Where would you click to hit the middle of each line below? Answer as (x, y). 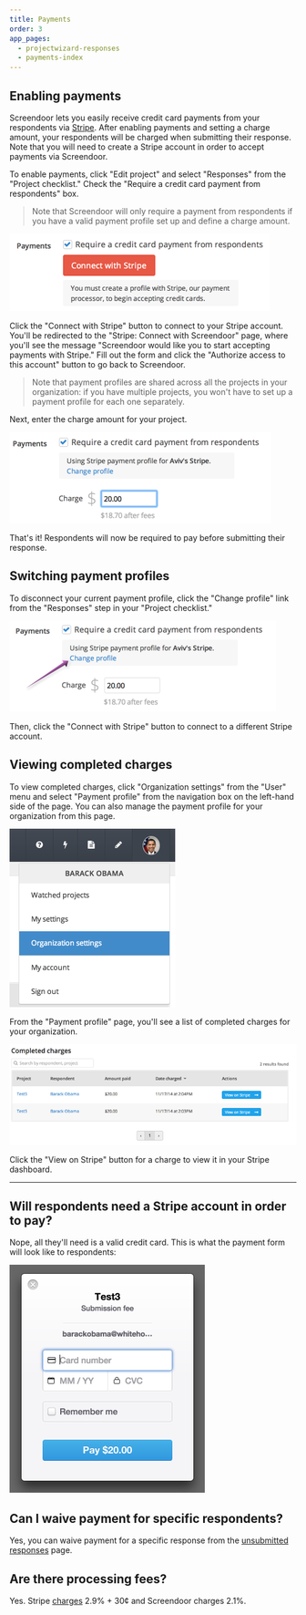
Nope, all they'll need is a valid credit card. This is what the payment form (147, 1242)
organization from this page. (62, 815)
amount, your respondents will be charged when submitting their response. (150, 137)
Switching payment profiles (90, 576)
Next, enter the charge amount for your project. (98, 419)
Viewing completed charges (91, 765)
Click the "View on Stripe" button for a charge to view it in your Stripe (140, 1159)
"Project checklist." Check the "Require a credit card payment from (135, 183)
